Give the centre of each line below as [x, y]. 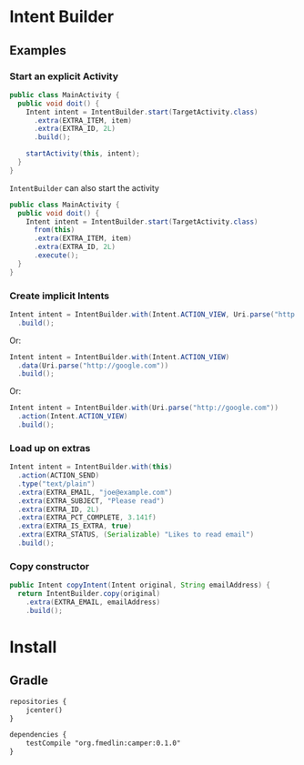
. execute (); [56, 256]
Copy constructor [49, 566]
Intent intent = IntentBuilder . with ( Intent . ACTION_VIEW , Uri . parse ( [142, 314]
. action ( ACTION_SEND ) [59, 476]
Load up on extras [50, 448]
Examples [38, 50]
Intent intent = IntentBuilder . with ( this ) [91, 467]
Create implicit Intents [60, 296]
